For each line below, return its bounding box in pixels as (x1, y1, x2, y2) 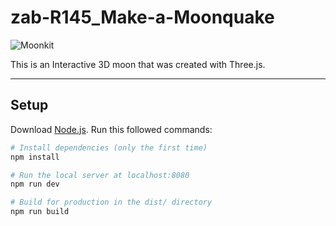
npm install (10, 152, 60, 162)
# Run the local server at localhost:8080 (10, 170, 190, 180)
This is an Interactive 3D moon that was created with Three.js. (10, 58, 266, 70)
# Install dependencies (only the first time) (10, 142, 208, 153)
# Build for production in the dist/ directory (10, 197, 213, 208)
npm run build (10, 207, 70, 217)
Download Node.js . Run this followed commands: (10, 123, 213, 135)
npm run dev (10, 179, 60, 190)
